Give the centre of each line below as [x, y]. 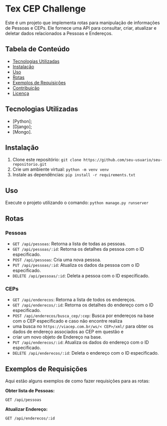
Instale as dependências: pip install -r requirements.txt [74, 175]
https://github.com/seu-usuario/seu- [123, 160]
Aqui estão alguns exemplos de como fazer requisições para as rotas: [77, 381]
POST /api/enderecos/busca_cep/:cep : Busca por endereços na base [83, 316]
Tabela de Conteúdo [37, 49]
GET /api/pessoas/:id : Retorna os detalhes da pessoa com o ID [78, 249]
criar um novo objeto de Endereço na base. [57, 337]
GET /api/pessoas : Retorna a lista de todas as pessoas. [69, 244]
